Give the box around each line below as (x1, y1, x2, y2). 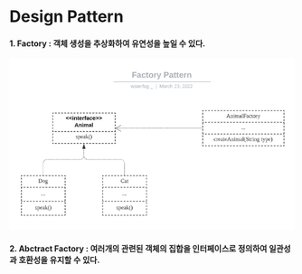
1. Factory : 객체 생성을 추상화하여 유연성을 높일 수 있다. (9, 38, 206, 49)
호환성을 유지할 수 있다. (18, 254, 100, 265)
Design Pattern (9, 6, 124, 27)
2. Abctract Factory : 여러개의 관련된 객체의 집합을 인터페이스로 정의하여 (9, 242, 268, 254)
